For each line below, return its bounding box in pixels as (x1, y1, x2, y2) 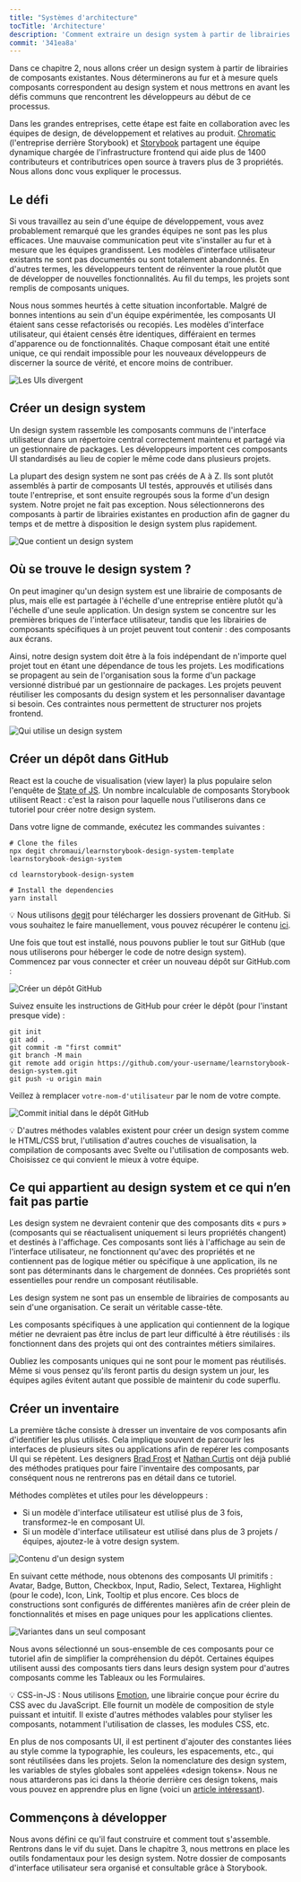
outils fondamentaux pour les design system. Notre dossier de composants (9, 1852, 287, 1863)
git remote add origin (9, 1059, 94, 1068)
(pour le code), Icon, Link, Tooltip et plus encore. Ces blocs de (9, 1590, 239, 1601)
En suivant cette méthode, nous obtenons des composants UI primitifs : (9, 1570, 273, 1581)
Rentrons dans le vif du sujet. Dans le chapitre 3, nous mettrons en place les (9, 1842, 290, 1854)
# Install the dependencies (9, 885, 115, 894)
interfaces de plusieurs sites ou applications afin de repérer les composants (9, 1444, 289, 1455)
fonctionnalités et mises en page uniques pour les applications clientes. (9, 1609, 273, 1620)
